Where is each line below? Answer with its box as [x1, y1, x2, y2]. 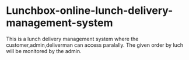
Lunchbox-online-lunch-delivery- [6, 4, 173, 17]
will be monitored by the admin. [6, 47, 82, 54]
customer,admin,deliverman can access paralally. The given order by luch [6, 42, 184, 48]
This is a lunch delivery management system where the [6, 35, 139, 42]
